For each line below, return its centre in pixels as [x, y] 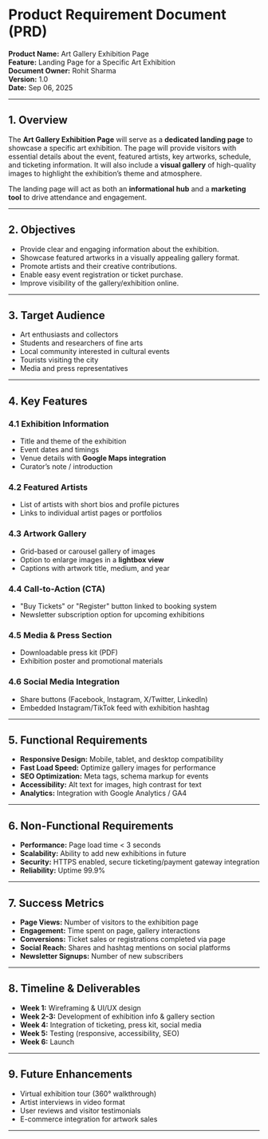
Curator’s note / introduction [66, 467]
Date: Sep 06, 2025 [41, 87]
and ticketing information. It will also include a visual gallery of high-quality [132, 164]
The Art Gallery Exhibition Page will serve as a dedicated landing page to [131, 139]
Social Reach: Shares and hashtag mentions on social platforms [125, 948]
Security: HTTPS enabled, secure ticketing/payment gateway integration [140, 862]
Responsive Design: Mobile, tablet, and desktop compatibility [122, 759]
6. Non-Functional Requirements [91, 826]
